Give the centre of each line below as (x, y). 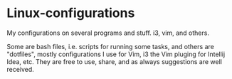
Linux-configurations (71, 13)
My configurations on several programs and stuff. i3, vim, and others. (108, 33)
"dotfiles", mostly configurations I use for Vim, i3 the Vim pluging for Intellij (116, 54)
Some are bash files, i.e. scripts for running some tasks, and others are (110, 46)
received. (21, 69)
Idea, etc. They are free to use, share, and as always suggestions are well (114, 61)
